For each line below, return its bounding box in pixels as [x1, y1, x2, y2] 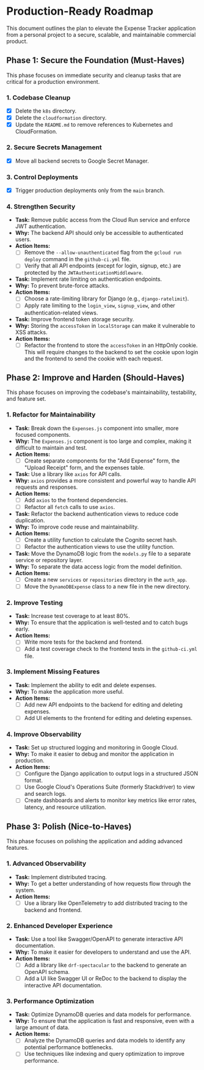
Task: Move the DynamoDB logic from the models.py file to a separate [15, 549, 191, 557]
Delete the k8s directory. [15, 107, 77, 114]
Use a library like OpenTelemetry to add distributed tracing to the [24, 899, 188, 907]
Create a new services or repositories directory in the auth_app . [24, 576, 188, 583]
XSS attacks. [15, 329, 48, 336]
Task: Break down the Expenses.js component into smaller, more [15, 424, 179, 432]
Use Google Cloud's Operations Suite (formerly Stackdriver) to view [24, 783, 195, 790]
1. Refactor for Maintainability [6, 411, 96, 419]
